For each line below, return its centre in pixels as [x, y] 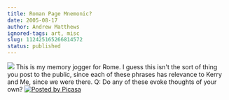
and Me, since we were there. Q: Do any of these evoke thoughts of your [112, 82]
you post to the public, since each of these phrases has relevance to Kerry [115, 74]
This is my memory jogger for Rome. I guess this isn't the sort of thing [117, 67]
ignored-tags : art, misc [43, 33]
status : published [34, 46]
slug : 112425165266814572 [45, 40]
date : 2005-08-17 [33, 20]
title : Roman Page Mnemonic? [50, 14]
